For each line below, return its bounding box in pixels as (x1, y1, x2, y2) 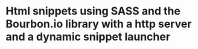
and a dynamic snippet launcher (5, 30, 170, 44)
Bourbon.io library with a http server (5, 17, 192, 31)
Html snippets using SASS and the (5, 4, 180, 18)
